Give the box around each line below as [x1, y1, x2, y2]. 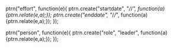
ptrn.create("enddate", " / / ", [53, 11, 120, 18]
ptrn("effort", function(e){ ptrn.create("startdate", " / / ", [5, 5, 137, 12]
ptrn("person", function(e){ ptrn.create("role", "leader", [5, 29, 140, 36]
